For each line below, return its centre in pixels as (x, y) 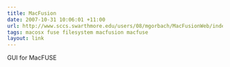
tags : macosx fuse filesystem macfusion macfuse (78, 32)
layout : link (26, 39)
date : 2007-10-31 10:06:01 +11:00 (56, 20)
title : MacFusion (32, 13)
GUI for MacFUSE (32, 58)
